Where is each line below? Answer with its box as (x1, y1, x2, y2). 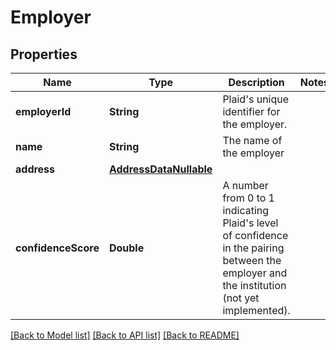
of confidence (222, 229, 289, 242)
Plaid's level (222, 216, 279, 230)
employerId (15, 105, 72, 118)
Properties (10, 46, 78, 63)
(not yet (222, 291, 260, 305)
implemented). (222, 304, 291, 317)
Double (108, 241, 145, 255)
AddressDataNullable (108, 162, 213, 176)
